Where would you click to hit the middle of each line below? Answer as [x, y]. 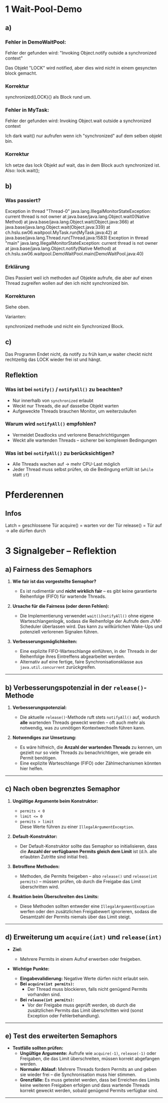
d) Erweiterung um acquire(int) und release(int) [84, 937]
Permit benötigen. [38, 758]
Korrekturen [20, 296]
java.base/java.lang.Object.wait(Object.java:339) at [58, 227]
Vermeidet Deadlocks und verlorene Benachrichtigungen [71, 435]
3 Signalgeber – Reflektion [61, 551]
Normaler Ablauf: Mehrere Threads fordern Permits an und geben [88, 1069]
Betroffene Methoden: [36, 866]
